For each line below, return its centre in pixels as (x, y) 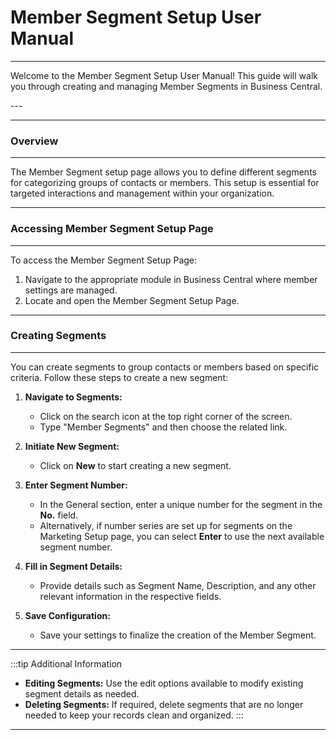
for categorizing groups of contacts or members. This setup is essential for (165, 183)
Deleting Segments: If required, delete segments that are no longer (164, 704)
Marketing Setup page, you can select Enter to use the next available (182, 536)
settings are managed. (71, 290)
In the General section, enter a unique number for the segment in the (181, 504)
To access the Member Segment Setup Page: (104, 260)
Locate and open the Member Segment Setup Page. (132, 300)
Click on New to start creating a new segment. (135, 465)
